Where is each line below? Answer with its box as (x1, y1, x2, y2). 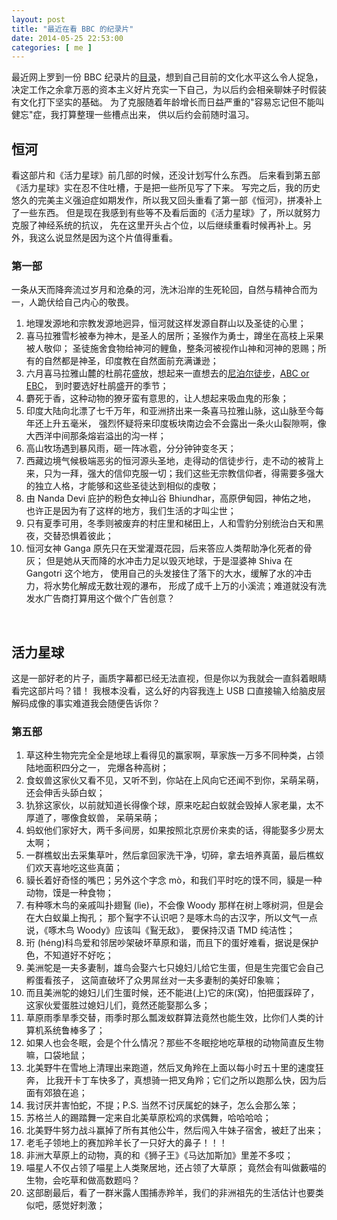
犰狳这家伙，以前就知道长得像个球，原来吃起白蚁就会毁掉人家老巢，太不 (25, 799, 324, 811)
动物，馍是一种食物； (25, 887, 114, 899)
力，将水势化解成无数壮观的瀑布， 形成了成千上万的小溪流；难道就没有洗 (25, 580, 327, 592)
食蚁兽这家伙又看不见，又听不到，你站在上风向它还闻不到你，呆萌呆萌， (25, 774, 324, 786)
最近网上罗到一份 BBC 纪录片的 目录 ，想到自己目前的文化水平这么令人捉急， (11, 71, 324, 83)
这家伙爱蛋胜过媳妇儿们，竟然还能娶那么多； (25, 999, 211, 1011)
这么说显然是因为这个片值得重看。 (37, 232, 178, 244)
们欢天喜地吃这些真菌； (25, 862, 123, 874)
